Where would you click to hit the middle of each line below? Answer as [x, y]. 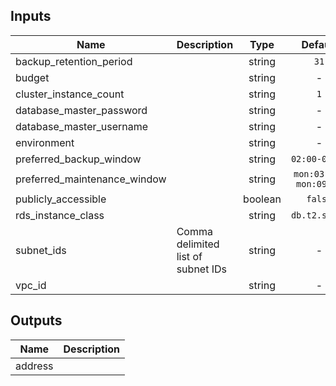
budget [32, 77]
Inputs [31, 16]
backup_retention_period [74, 61]
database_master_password [81, 110]
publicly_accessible [61, 199]
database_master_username [82, 126]
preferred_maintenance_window [91, 179]
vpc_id [31, 285]
